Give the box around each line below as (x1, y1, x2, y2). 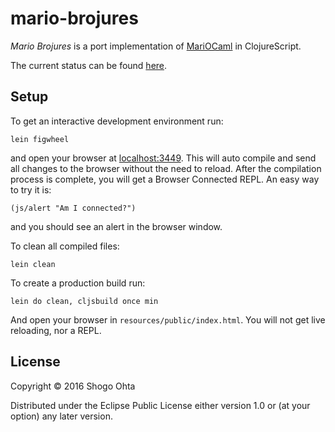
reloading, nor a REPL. (10, 324, 102, 336)
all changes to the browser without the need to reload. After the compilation (10, 162, 322, 174)
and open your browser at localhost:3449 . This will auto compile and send (10, 152, 317, 164)
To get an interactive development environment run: (10, 115, 224, 127)
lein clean (10, 259, 56, 269)
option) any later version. (10, 410, 113, 422)
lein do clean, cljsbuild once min (10, 296, 159, 306)
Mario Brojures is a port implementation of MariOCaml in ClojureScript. (10, 40, 302, 52)
